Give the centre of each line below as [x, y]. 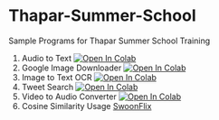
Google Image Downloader [71, 68]
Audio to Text [47, 58]
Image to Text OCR [57, 77]
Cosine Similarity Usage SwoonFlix [86, 106]
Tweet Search [48, 87]
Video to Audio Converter [69, 97]
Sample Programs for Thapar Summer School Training [109, 41]
